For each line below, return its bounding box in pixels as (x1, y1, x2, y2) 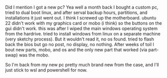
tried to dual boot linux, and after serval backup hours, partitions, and (5, 9, 148, 15)
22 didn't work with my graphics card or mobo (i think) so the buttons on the (5, 20, 162, 26)
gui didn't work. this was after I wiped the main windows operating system (5, 25, 158, 31)
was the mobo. (19, 52, 50, 58)
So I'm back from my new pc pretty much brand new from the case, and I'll (5, 62, 159, 67)
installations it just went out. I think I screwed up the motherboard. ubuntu (5, 15, 157, 20)
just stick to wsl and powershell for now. (5, 67, 88, 73)
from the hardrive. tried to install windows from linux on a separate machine (5, 31, 161, 36)
